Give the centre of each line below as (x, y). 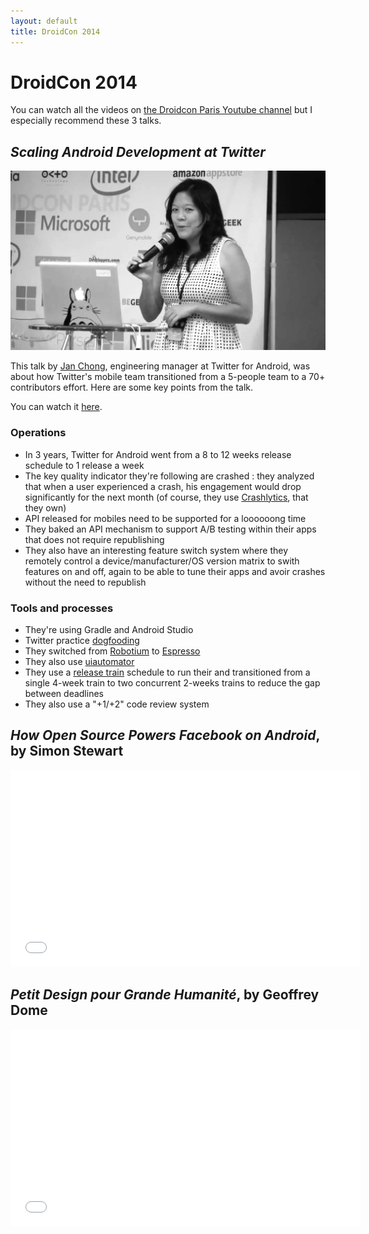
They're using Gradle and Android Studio (109, 630)
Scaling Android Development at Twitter (138, 151)
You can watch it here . (56, 407)
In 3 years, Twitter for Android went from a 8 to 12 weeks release (158, 454)
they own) (45, 507)
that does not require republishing (94, 539)
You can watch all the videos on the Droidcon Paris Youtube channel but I (161, 110)
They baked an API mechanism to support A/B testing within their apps (170, 529)
